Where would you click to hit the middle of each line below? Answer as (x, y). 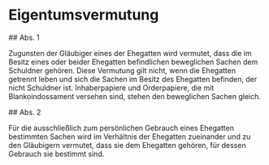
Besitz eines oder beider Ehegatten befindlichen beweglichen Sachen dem (133, 62)
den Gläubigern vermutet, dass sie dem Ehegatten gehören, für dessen (127, 145)
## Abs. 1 (24, 37)
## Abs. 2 (25, 112)
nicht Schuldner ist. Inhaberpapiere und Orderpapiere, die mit (111, 88)
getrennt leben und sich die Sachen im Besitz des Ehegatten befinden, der (133, 79)
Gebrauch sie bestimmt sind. (56, 154)
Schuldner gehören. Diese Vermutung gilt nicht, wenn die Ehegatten (122, 70)
